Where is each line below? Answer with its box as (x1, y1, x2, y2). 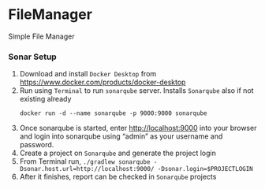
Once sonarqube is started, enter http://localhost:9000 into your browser (19, 124, 257, 133)
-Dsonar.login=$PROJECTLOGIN (157, 165, 254, 173)
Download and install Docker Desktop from (19, 69, 157, 79)
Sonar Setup (8, 51, 57, 62)
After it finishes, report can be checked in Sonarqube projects (19, 172, 217, 182)
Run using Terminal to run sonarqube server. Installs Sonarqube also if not (19, 86, 254, 95)
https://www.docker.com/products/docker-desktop (19, 77, 186, 87)
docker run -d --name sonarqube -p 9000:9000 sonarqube (19, 109, 207, 117)
